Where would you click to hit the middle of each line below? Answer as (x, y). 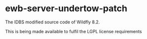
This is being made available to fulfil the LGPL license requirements (73, 31)
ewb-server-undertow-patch (66, 9)
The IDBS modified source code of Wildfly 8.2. (52, 22)
